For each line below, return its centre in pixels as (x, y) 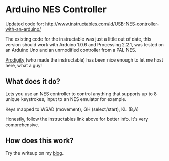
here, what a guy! (24, 65)
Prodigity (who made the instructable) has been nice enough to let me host (84, 59)
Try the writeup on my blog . (35, 153)
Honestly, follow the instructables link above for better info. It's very (77, 119)
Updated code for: (25, 24)
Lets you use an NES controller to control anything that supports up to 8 (81, 94)
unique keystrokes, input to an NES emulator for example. (66, 99)
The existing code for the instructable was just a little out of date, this (78, 39)
